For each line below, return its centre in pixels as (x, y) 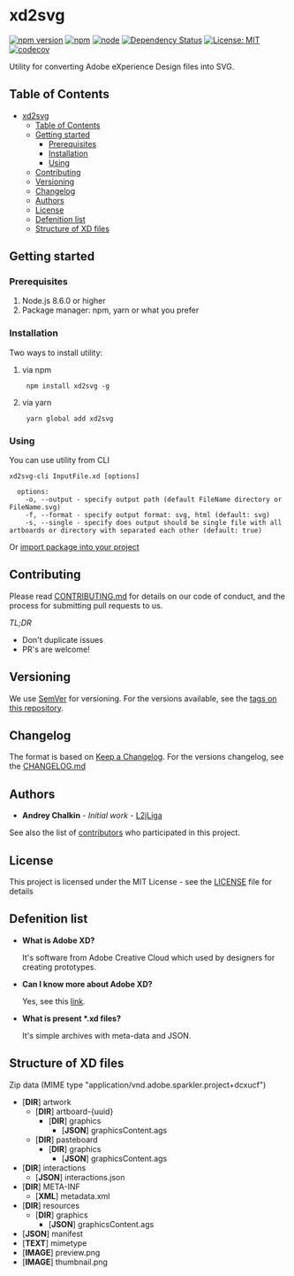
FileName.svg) (35, 507)
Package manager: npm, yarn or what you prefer (110, 310)
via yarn (37, 402)
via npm (36, 369)
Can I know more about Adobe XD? (87, 984)
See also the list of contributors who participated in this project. (125, 832)
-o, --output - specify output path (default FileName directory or (154, 500)
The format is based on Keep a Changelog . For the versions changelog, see (147, 757)
